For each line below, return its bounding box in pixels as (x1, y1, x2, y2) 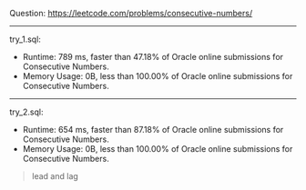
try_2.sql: (9, 106, 44, 117)
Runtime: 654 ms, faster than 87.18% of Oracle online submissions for (22, 125, 284, 135)
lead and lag (31, 171, 79, 181)
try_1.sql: (9, 34, 41, 45)
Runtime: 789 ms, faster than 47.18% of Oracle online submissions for (22, 52, 284, 62)
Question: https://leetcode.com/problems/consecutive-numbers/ (9, 8, 253, 18)
